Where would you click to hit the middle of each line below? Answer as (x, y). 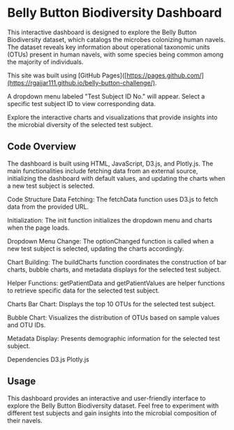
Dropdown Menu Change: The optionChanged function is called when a (111, 241)
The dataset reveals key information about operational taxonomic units (109, 47)
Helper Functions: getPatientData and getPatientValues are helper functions (116, 283)
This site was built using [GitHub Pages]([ (67, 75)
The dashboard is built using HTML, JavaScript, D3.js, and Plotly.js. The (110, 163)
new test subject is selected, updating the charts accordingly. (96, 249)
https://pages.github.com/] (165, 75)
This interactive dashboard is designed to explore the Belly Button (102, 32)
